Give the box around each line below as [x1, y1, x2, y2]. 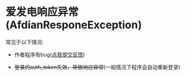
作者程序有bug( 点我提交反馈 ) [14, 51, 86, 58]
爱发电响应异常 [5, 5, 79, 19]
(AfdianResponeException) [5, 18, 142, 32]
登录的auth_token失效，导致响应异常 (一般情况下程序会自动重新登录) [14, 63, 181, 71]
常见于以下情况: [5, 38, 44, 45]
